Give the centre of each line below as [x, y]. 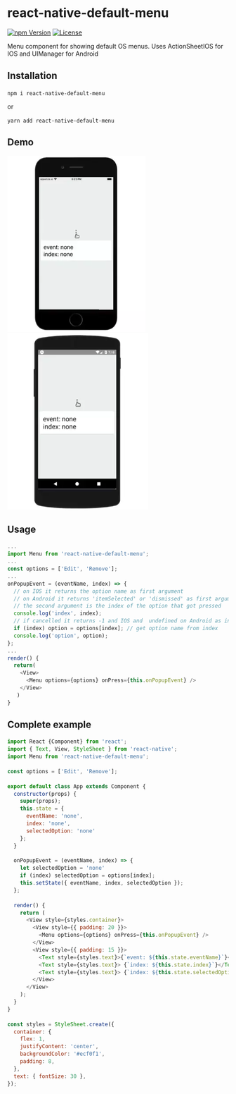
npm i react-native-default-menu [56, 93]
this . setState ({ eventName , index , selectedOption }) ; [102, 883]
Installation [32, 76]
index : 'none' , [48, 824]
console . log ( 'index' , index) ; [58, 614]
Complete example [50, 725]
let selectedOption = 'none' [63, 868]
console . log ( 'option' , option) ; [61, 636]
